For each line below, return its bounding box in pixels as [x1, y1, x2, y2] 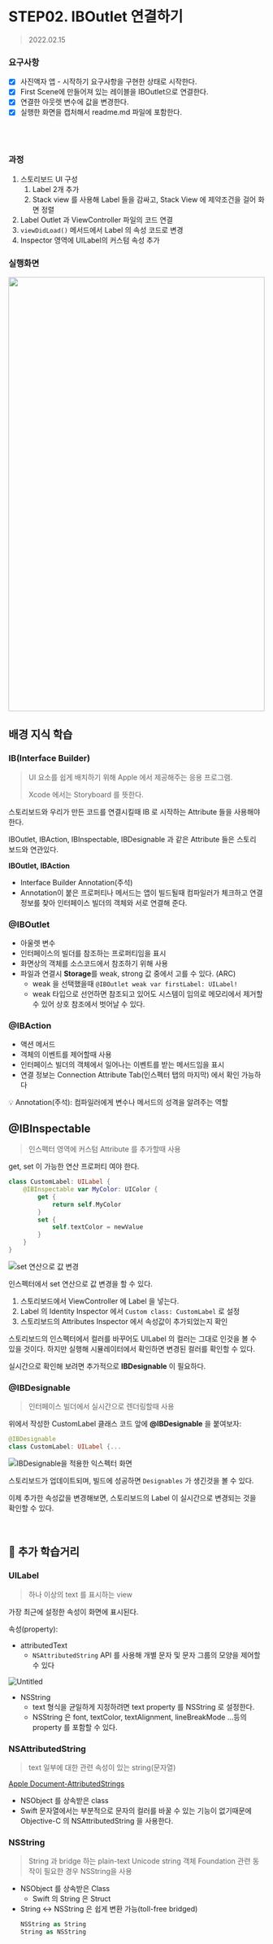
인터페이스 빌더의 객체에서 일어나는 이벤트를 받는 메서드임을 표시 [19, 1059, 225, 1070]
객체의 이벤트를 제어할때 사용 [19, 1050, 112, 1059]
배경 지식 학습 [8, 727, 73, 741]
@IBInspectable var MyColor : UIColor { [23, 1186, 158, 1194]
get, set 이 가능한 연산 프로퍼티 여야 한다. [8, 1161, 140, 1172]
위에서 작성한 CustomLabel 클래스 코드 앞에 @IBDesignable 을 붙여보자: [8, 1419, 242, 1429]
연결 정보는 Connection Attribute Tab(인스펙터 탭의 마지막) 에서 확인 [19, 1070, 240, 1080]
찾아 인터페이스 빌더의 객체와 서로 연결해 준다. [41, 898, 188, 907]
